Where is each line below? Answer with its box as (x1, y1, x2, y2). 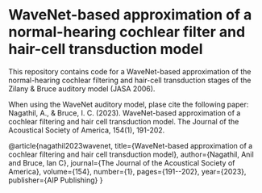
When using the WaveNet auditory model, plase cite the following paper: (8, 99, 249, 109)
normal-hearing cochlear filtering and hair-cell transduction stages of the (8, 75, 252, 85)
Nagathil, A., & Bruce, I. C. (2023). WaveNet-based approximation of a (8, 107, 241, 118)
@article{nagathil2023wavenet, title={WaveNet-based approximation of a (8, 141, 253, 150)
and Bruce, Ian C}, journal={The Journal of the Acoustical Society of (8, 157, 235, 167)
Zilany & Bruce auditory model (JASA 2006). (8, 83, 156, 94)
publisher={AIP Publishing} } (8, 175, 103, 185)
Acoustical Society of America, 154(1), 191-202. (8, 125, 165, 135)
